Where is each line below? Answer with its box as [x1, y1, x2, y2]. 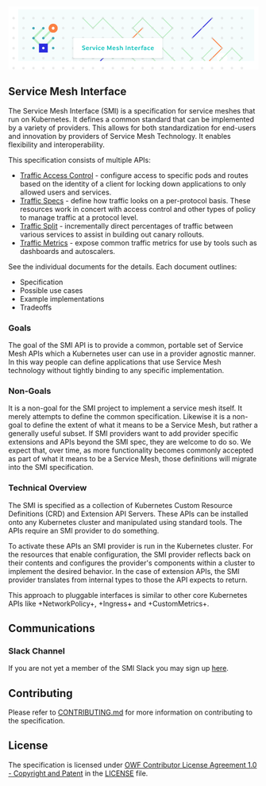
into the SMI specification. [8, 463, 94, 472]
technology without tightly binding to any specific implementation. [8, 365, 225, 375]
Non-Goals [8, 385, 52, 396]
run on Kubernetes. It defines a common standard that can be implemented [8, 114, 254, 124]
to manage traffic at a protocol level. [19, 213, 139, 222]
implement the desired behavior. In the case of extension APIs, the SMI [8, 566, 240, 576]
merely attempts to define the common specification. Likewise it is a [8, 412, 231, 422]
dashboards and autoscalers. [19, 246, 116, 256]
